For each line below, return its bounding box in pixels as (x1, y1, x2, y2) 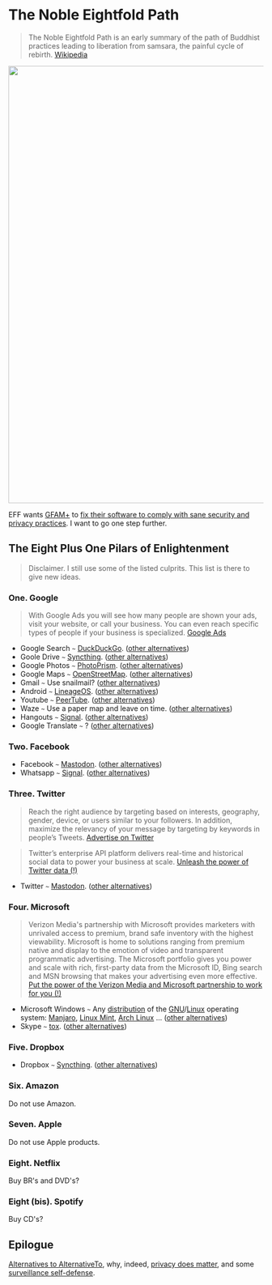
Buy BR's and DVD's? (8, 1176, 79, 1185)
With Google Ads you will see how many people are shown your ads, (28, 611, 257, 620)
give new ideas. (28, 572, 81, 581)
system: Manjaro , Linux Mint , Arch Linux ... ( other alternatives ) (19, 1012, 228, 1022)
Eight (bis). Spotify (8, 1196, 83, 1207)
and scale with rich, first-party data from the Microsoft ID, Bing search (28, 962, 263, 972)
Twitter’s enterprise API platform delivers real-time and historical (28, 848, 244, 857)
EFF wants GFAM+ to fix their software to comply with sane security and (8, 509, 250, 519)
